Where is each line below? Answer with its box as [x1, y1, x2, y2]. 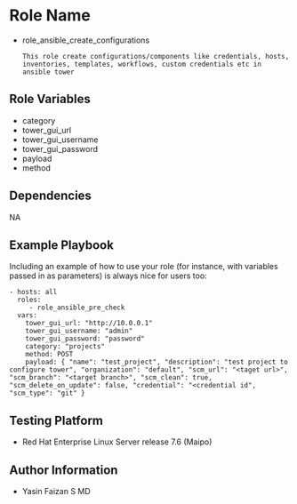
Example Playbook [9, 237, 114, 252]
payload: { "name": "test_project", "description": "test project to [25, 357, 289, 367]
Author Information [9, 462, 118, 477]
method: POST [25, 350, 74, 359]
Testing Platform [9, 412, 104, 428]
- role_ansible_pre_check [28, 303, 125, 312]
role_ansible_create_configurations [21, 35, 150, 45]
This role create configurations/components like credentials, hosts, [21, 52, 290, 60]
